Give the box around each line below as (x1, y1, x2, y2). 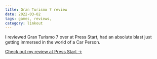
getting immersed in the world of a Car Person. (5, 39, 101, 45)
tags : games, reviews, (5, 16, 52, 21)
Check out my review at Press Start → (5, 49, 82, 55)
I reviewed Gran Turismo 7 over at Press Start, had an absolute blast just (5, 34, 152, 40)
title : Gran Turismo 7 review (5, 7, 68, 12)
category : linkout (5, 20, 43, 26)
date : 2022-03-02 (5, 12, 41, 17)
